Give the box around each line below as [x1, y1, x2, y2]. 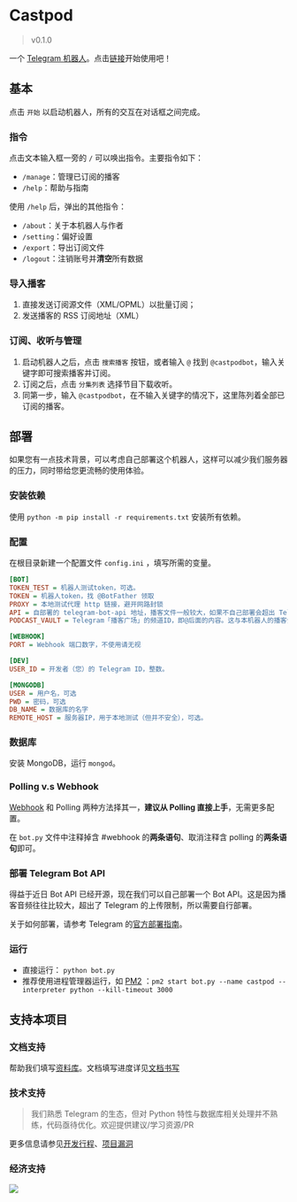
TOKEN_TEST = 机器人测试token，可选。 [9, 583, 140, 592]
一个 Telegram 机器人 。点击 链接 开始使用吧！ [9, 52, 172, 63]
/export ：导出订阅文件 [21, 243, 104, 253]
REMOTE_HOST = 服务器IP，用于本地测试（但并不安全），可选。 [9, 713, 208, 722]
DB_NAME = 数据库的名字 [9, 705, 88, 714]
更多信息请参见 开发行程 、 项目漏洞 [9, 1138, 133, 1149]
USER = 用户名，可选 [9, 689, 77, 697]
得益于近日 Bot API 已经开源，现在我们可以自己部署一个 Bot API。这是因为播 [9, 889, 286, 899]
